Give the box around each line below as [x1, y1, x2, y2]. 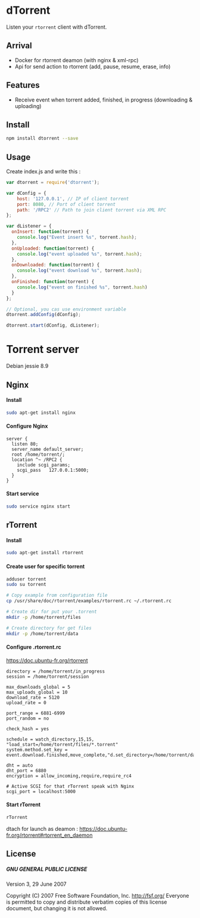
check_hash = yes [6, 726, 49, 732]
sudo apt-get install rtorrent [6, 550, 84, 556]
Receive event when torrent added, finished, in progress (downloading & [14, 96, 193, 103]
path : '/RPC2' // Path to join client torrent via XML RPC [17, 207, 167, 213]
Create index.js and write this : [6, 168, 81, 175]
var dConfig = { [6, 190, 46, 196]
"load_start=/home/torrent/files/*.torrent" [6, 741, 118, 747]
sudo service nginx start [6, 503, 70, 509]
